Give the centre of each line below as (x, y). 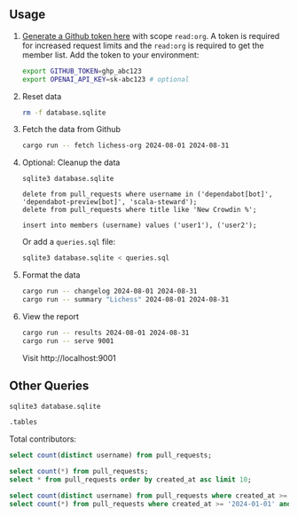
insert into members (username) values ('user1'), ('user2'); (139, 225)
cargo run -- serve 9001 (68, 341)
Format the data (51, 275)
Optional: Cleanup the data (71, 162)
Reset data (42, 96)
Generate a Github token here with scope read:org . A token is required (151, 35)
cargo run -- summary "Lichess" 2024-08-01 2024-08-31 (125, 300)
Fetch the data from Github (71, 129)
